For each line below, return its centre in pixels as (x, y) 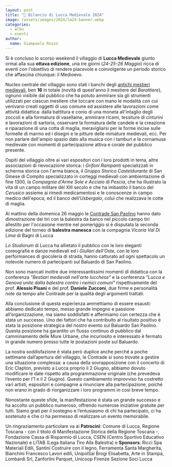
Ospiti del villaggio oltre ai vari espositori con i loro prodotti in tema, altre (82, 160)
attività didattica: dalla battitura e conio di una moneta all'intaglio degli (79, 111)
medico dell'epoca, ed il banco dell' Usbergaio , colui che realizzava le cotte (84, 198)
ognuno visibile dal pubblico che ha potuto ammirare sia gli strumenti (78, 95)
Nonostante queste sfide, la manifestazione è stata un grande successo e (83, 400)
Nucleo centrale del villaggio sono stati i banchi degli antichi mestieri (78, 84)
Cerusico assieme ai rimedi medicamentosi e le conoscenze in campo (79, 193)
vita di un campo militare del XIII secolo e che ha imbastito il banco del (79, 187)
